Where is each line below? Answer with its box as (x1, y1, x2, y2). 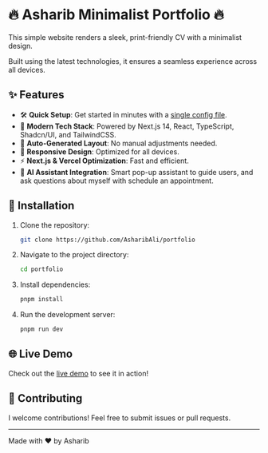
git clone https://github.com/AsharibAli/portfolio (19, 236, 195, 244)
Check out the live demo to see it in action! (8, 368, 149, 378)
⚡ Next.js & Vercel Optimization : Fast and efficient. (19, 156, 189, 165)
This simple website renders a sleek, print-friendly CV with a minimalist (8, 32, 242, 42)
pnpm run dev (19, 325, 64, 333)
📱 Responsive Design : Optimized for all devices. (19, 146, 179, 157)
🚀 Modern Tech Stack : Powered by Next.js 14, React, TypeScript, (19, 121, 235, 131)
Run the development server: (19, 310, 116, 320)
